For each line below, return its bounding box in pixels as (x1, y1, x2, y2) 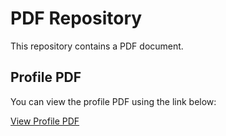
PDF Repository (10, 7, 143, 30)
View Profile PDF (10, 115, 80, 127)
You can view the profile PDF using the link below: (10, 95, 217, 107)
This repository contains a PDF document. (10, 40, 184, 52)
